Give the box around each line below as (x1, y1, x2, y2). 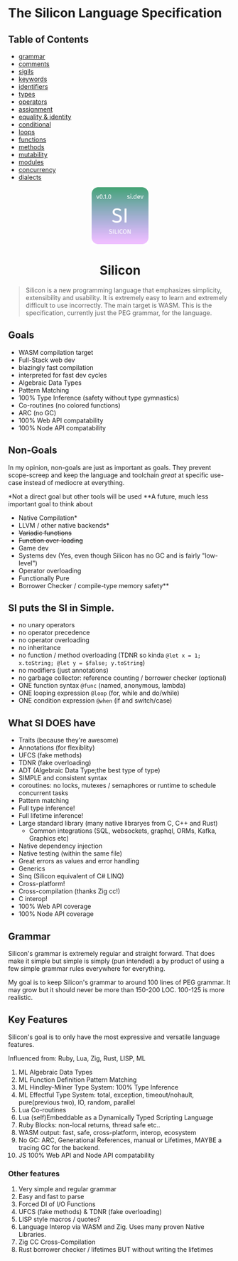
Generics (18, 864, 45, 873)
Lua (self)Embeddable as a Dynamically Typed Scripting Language (18, 1113, 214, 1122)
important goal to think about (8, 499, 93, 508)
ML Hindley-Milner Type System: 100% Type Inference (18, 1082, 179, 1091)
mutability (18, 151, 48, 159)
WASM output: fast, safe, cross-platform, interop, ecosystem (18, 1128, 197, 1137)
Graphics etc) (28, 834, 70, 843)
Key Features (8, 1013, 68, 1026)
